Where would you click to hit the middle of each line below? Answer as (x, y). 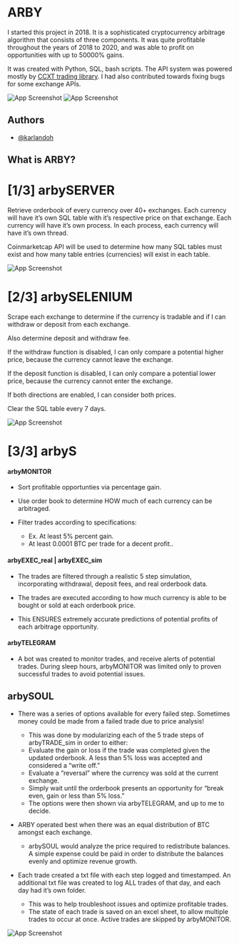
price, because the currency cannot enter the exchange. (90, 381)
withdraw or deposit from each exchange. (69, 325)
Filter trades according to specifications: (77, 522)
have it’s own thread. (38, 233)
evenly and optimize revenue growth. (83, 861)
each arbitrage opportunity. (58, 626)
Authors (26, 120)
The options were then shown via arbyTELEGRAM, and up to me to (126, 803)
